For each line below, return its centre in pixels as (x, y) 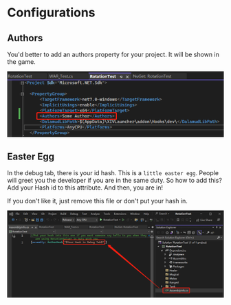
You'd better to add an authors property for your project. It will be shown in (113, 54)
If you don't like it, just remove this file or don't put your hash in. (97, 201)
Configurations (51, 13)
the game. (21, 62)
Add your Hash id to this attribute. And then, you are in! (85, 188)
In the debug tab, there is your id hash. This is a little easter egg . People (113, 173)
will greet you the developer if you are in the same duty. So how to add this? (114, 181)
